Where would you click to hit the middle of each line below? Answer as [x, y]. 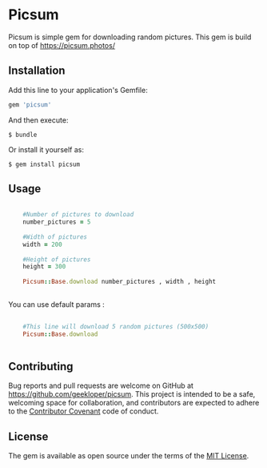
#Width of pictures [55, 237]
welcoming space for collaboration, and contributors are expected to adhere [134, 403]
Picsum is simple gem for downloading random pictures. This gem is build [130, 37]
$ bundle [23, 135]
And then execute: [38, 120]
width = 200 [42, 244]
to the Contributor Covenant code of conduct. [84, 411]
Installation [37, 71]
